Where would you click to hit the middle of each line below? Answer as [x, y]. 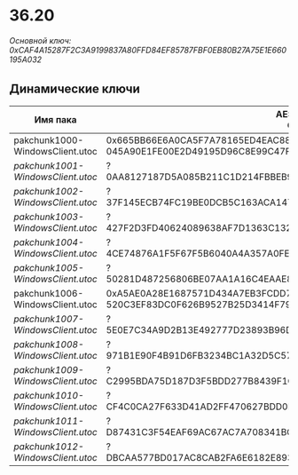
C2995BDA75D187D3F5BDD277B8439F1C [200, 381]
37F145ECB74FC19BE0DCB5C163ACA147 [200, 202]
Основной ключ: [40, 40]
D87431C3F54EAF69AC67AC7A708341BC [200, 431]
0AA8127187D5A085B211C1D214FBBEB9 [200, 177]
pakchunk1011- [49, 421]
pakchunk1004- [49, 242]
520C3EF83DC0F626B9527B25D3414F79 [199, 305]
